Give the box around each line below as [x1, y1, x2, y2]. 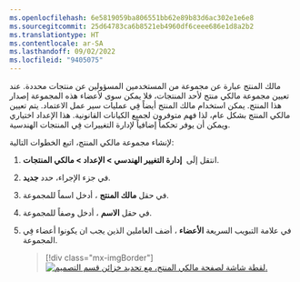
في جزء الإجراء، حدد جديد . [22, 172, 111, 183]
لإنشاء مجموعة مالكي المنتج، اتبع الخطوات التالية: [9, 137, 175, 147]
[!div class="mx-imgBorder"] [45, 252, 154, 263]
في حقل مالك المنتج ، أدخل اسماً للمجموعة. [22, 190, 170, 200]
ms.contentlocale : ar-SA [9, 38, 104, 48]
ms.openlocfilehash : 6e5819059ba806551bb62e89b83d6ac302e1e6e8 [9, 13, 255, 23]
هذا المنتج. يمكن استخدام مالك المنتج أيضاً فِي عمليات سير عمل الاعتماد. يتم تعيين [9, 100, 282, 110]
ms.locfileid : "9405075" [9, 55, 104, 65]
